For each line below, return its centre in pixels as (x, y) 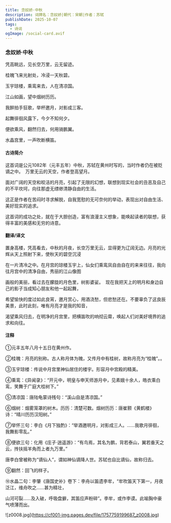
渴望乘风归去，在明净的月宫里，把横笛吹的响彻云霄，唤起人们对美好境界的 (83, 316)
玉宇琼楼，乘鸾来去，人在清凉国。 (41, 86)
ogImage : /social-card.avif (35, 34)
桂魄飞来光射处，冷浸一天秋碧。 (39, 75)
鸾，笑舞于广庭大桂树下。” (32, 386)
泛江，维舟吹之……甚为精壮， (36, 487)
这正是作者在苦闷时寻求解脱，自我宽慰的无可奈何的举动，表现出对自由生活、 (85, 199)
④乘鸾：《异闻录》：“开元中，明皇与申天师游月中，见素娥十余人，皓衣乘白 (83, 380)
